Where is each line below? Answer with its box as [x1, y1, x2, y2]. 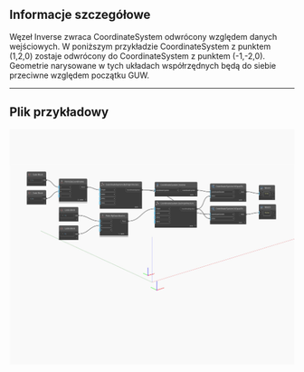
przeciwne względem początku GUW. [9, 70, 149, 81]
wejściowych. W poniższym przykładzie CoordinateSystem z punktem [9, 41, 271, 52]
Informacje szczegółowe [9, 7, 151, 23]
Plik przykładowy [9, 104, 109, 120]
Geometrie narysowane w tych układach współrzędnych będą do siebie [9, 60, 277, 71]
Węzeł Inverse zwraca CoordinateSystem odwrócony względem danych [9, 31, 278, 42]
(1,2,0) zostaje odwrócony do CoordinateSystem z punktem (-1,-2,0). [9, 50, 265, 62]
